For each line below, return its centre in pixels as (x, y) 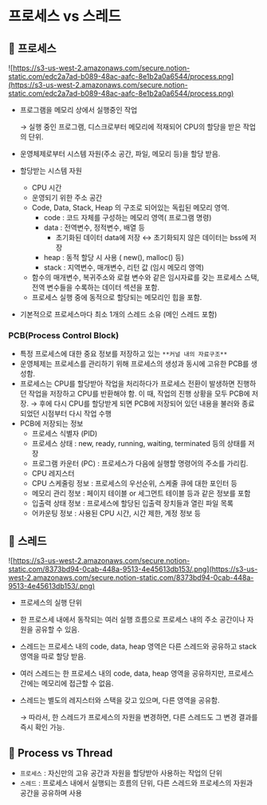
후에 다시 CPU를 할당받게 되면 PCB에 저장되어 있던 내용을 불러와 (139, 404)
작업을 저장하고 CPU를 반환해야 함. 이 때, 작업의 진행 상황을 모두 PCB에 (139, 394)
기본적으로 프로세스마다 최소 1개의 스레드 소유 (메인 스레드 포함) (118, 314)
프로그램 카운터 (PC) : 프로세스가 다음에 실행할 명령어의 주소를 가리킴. (140, 464)
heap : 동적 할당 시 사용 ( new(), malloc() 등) (114, 257)
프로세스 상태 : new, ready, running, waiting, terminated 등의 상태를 (139, 444)
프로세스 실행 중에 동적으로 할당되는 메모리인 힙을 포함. (117, 297)
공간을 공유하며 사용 (51, 793)
